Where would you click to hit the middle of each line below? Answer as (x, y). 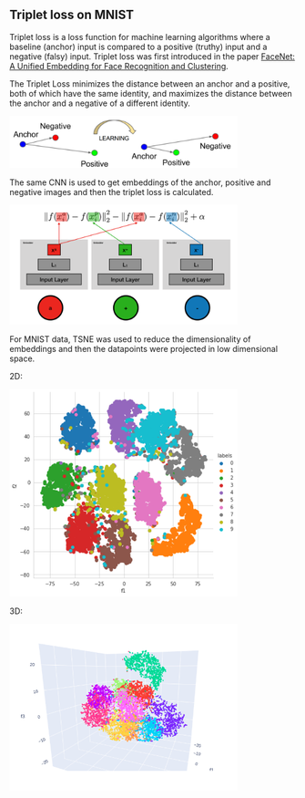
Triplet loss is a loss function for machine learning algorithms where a (140, 36)
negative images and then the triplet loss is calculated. (112, 192)
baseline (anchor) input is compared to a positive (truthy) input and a (138, 47)
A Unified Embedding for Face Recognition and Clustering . (119, 66)
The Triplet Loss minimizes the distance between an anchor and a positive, (150, 83)
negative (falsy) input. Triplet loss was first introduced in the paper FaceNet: (152, 56)
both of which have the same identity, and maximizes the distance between (151, 93)
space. (22, 358)
